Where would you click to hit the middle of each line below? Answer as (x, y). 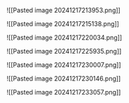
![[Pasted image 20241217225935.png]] (64, 51)
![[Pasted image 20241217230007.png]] (64, 65)
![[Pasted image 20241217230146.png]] (64, 78)
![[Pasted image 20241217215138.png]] (63, 24)
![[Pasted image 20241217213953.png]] (63, 10)
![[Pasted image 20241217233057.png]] (64, 92)
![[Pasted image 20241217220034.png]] (64, 37)
